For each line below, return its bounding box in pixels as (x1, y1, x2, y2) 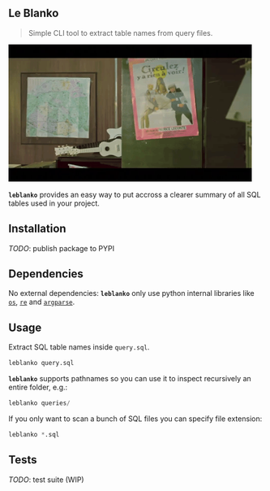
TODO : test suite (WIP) (8, 475, 84, 484)
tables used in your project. (8, 198, 100, 208)
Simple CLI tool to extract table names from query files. (28, 28, 213, 37)
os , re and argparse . (8, 297, 75, 307)
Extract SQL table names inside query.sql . (8, 342, 150, 352)
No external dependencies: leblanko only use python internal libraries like (8, 289, 255, 298)
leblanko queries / (8, 399, 71, 407)
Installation (8, 222, 66, 236)
